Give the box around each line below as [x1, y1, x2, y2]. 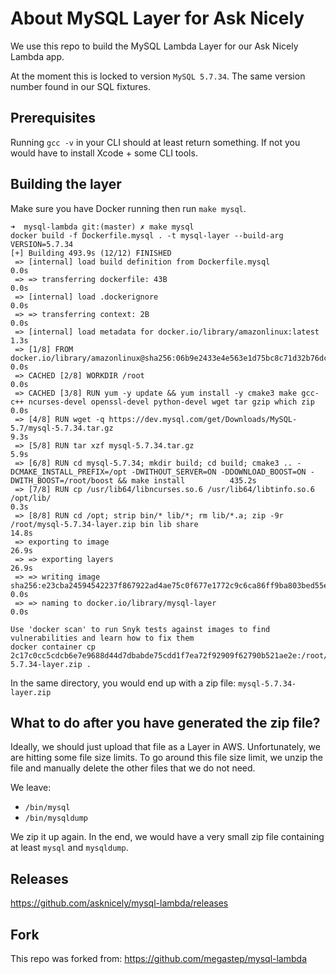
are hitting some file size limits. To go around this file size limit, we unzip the [10, 752, 323, 764]
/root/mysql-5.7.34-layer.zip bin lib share [10, 519, 199, 529]
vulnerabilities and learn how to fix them [10, 633, 195, 643]
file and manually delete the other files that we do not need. [10, 762, 256, 774]
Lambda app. [10, 50, 65, 62]
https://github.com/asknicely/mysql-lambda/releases [10, 897, 229, 909]
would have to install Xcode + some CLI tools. [10, 147, 198, 159]
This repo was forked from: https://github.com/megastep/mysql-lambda [10, 953, 307, 964]
